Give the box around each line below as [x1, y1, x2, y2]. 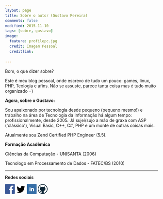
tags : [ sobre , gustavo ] [5, 28, 53, 34]
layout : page [5, 8, 32, 13]
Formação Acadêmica [5, 141, 50, 147]
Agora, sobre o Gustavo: [5, 98, 55, 103]
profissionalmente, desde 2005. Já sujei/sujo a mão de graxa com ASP [5, 117, 147, 123]
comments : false [5, 18, 38, 23]
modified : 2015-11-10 [5, 23, 49, 28]
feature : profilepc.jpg [9, 39, 57, 44]
